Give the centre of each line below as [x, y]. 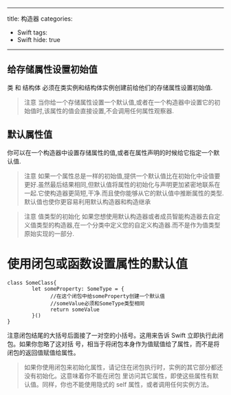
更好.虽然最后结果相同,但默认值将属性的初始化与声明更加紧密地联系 [119, 184]
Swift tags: [32, 32]
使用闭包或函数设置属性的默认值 [98, 264]
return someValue [75, 310]
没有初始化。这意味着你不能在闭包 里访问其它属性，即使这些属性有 [118, 376]
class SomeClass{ [32, 283]
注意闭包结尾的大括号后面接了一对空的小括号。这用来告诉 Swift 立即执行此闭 [115, 335]
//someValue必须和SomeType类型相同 [98, 303]
